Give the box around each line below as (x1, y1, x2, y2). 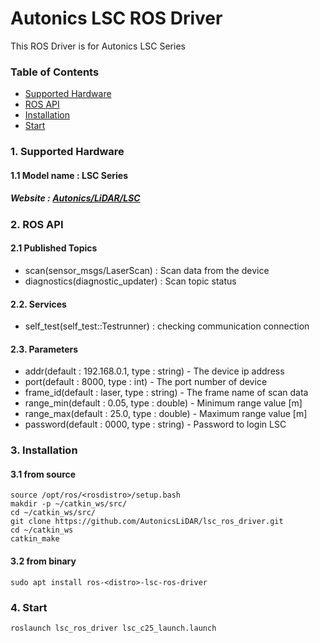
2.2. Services (10, 298, 67, 310)
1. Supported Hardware (10, 145, 125, 159)
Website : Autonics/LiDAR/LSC (10, 192, 141, 204)
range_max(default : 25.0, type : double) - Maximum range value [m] (24, 408, 308, 420)
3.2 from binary (10, 555, 77, 567)
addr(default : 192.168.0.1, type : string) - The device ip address (24, 365, 285, 377)
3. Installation (10, 443, 78, 457)
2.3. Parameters (10, 343, 79, 355)
